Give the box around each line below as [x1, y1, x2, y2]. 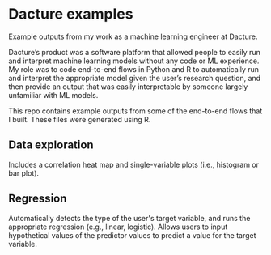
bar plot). [8, 168, 39, 178]
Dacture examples [8, 5, 133, 23]
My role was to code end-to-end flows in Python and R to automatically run [8, 64, 260, 74]
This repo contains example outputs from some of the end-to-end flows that [8, 106, 263, 116]
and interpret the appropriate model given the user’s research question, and [8, 73, 261, 83]
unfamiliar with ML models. [8, 90, 99, 100]
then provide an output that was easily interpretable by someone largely [8, 82, 248, 91]
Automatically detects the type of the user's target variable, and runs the [8, 213, 251, 223]
